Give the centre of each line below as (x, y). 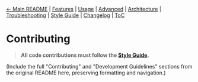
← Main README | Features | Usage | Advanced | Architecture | (84, 9)
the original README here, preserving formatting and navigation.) (86, 73)
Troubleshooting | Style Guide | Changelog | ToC (66, 15)
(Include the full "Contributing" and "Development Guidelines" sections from (99, 66)
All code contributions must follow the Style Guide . (85, 55)
